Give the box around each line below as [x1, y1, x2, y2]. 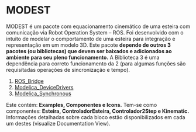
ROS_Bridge [14, 77, 44, 85]
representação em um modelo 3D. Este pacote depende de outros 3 [6, 41, 171, 48]
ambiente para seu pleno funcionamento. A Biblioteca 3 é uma [6, 54, 160, 61]
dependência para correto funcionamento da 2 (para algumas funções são [6, 60, 186, 67]
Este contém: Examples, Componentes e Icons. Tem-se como [6, 101, 157, 108]
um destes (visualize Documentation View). [6, 120, 111, 127]
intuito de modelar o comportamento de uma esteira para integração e [6, 35, 176, 42]
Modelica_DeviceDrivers [14, 84, 74, 91]
